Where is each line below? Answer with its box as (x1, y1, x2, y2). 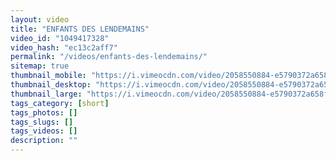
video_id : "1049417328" (10, 33, 110, 43)
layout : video (10, 14, 70, 25)
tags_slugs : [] (10, 117, 74, 127)
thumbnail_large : (10, 89, 83, 99)
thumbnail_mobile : (10, 71, 87, 81)
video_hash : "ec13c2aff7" (10, 42, 118, 53)
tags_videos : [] (10, 126, 78, 136)
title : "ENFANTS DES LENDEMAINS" (10, 24, 150, 34)
